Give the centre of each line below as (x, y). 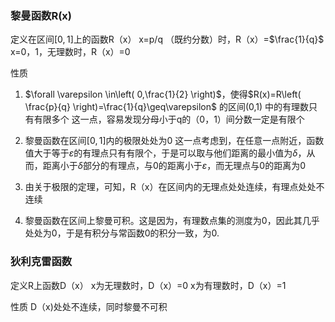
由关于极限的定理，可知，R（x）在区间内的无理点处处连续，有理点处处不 (174, 187)
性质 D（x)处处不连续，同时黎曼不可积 (89, 306)
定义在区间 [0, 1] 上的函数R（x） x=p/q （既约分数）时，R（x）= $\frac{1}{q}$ (167, 39)
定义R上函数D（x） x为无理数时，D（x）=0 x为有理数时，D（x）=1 (148, 285)
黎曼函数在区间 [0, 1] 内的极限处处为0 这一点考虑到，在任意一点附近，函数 (174, 141)
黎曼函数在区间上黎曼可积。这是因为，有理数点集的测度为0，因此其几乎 (172, 221)
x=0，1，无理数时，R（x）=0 (70, 52)
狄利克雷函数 (41, 262)
